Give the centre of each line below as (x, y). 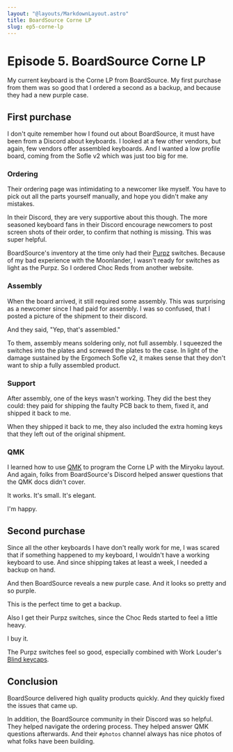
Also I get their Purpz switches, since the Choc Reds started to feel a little (112, 618)
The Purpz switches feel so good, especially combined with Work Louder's (114, 652)
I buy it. (18, 639)
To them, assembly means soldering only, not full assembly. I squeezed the (115, 343)
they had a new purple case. (48, 95)
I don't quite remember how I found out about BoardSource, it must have (111, 134)
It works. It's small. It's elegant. (52, 496)
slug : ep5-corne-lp (35, 26)
